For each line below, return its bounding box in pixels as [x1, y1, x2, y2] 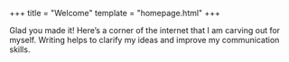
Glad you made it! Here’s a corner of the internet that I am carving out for [9, 25, 281, 35]
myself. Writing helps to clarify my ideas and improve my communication [9, 35, 280, 45]
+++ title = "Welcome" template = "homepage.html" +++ [9, 8, 221, 18]
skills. [9, 44, 31, 55]
